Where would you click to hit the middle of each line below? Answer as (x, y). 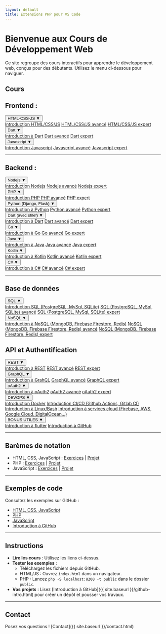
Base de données (32, 288)
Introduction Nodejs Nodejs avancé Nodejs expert (56, 186)
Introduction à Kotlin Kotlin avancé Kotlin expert (53, 256)
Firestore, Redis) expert (29, 335)
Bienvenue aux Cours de (56, 39)
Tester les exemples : (35, 563)
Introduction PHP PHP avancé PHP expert (48, 198)
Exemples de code (34, 488)
